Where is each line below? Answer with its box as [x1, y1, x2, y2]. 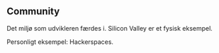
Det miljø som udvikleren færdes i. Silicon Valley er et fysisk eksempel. [6, 24, 213, 32]
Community [6, 6, 60, 17]
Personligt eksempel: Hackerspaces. [6, 38, 114, 46]
